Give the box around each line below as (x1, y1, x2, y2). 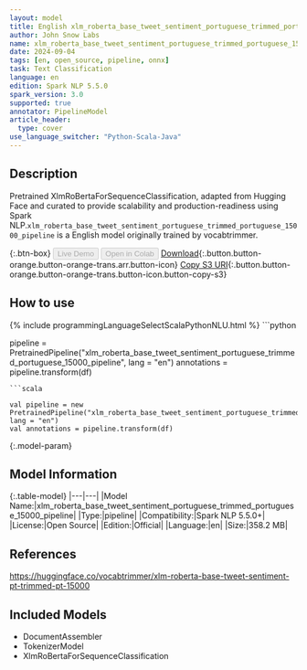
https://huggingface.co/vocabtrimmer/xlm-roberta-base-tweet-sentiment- (9, 570, 290, 581)
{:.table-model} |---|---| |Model (9, 491, 128, 502)
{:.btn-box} (9, 248, 52, 259)
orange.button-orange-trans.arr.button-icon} (9, 259, 178, 270)
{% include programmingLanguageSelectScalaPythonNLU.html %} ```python (9, 319, 297, 330)
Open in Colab (104, 249, 154, 259)
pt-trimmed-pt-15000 (9, 580, 90, 591)
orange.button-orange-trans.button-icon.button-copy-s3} (9, 269, 228, 280)
